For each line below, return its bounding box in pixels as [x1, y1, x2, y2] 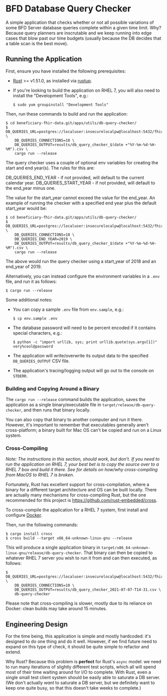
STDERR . [12, 373, 28, 379]
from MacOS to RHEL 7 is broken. [5, 472, 74, 478]
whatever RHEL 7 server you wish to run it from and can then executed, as [5, 555, 158, 561]
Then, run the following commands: [5, 522, 78, 528]
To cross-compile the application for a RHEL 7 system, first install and [5, 507, 148, 513]
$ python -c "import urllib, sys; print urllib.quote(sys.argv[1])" [12, 340, 158, 345]
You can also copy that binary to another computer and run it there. [5, 417, 143, 422]
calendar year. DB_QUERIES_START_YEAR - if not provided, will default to [5, 180, 156, 186]
